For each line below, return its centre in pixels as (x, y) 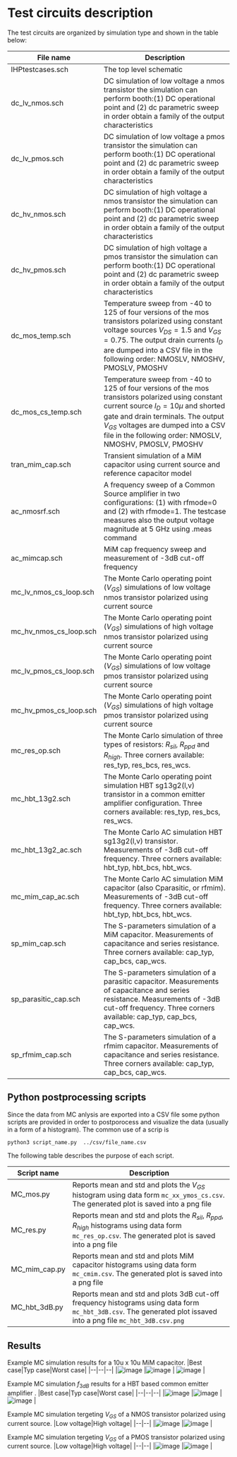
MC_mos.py (31, 1194)
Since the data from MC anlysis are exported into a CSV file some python (114, 1114)
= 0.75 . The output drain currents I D (163, 341)
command (120, 537)
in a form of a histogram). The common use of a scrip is (88, 1129)
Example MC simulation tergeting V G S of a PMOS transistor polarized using (116, 1438)
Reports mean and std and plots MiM (133, 1256)
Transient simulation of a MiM (153, 456)
